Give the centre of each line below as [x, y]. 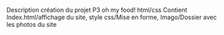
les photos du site [32, 24]
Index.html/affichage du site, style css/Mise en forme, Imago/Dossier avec [112, 17]
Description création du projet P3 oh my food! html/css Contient [97, 10]
